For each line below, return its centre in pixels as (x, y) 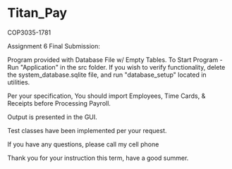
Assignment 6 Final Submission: (54, 46)
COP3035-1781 (29, 32)
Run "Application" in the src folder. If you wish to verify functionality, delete (116, 67)
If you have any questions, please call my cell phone (83, 144)
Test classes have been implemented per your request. (87, 130)
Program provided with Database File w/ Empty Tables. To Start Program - (115, 60)
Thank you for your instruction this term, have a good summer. (98, 158)
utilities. (19, 82)
